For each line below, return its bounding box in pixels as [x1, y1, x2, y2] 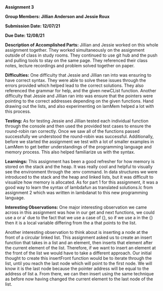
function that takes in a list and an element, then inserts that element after [5, 240, 153, 246]
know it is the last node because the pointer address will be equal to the [5, 266, 149, 271]
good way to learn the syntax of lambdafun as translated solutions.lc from [5, 185, 153, 190]
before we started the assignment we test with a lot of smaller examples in [5, 139, 154, 145]
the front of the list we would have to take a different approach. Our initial [5, 250, 152, 256]
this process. [5, 108, 31, 114]
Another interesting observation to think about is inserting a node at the [5, 229, 148, 235]
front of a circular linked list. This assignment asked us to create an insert [5, 234, 152, 240]
